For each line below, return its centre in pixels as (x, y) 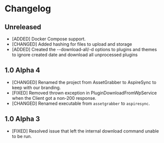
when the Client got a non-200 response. (54, 98)
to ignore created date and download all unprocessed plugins (75, 55)
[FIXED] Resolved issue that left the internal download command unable (85, 131)
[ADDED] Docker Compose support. (49, 39)
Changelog (28, 9)
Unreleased (23, 27)
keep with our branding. (36, 87)
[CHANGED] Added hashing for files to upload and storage (72, 44)
